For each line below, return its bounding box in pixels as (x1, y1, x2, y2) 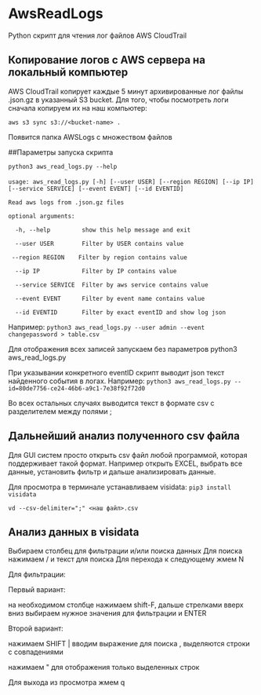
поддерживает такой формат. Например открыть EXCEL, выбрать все (8, 459, 243, 468)
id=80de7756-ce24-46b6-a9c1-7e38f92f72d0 (8, 384, 146, 393)
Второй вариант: (8, 624, 64, 633)
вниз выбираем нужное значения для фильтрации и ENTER (8, 609, 207, 618)
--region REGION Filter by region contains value (11, 253, 188, 262)
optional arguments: (8, 212, 76, 220)
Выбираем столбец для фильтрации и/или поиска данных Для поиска (8, 547, 243, 556)
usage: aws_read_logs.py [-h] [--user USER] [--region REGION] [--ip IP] (8, 177, 255, 185)
